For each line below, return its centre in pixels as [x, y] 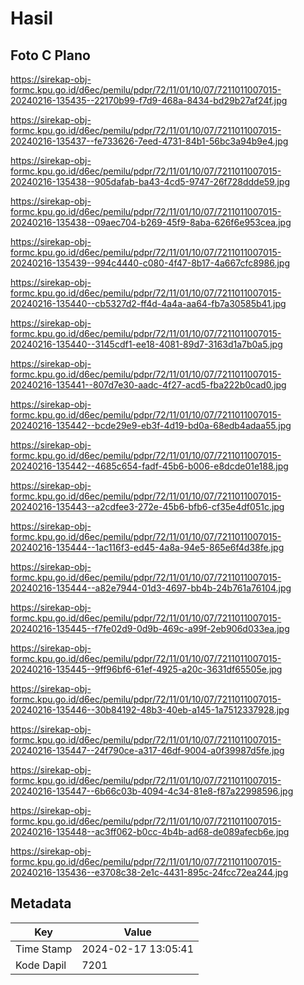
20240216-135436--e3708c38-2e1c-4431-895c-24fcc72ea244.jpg [149, 872]
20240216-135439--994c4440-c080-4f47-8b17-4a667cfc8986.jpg [150, 263]
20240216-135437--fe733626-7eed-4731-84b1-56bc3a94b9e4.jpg [149, 141]
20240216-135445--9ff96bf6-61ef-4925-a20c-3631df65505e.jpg [146, 669]
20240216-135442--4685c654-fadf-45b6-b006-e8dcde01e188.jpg [149, 466]
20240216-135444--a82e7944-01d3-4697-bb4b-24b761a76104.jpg [151, 588]
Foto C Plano [50, 55]
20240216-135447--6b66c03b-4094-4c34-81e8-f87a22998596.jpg [152, 791]
